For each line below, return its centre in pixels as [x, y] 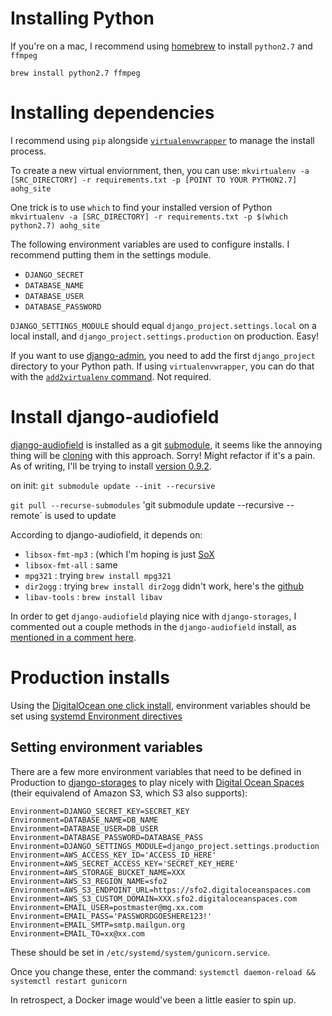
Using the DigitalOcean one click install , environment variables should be [161, 705]
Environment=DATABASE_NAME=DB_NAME [84, 820]
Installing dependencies [112, 113]
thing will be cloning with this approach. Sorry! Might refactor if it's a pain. [163, 455]
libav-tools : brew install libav [93, 596]
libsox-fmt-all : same [71, 564]
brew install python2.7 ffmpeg [75, 73]
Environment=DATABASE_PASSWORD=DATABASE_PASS [106, 837]
